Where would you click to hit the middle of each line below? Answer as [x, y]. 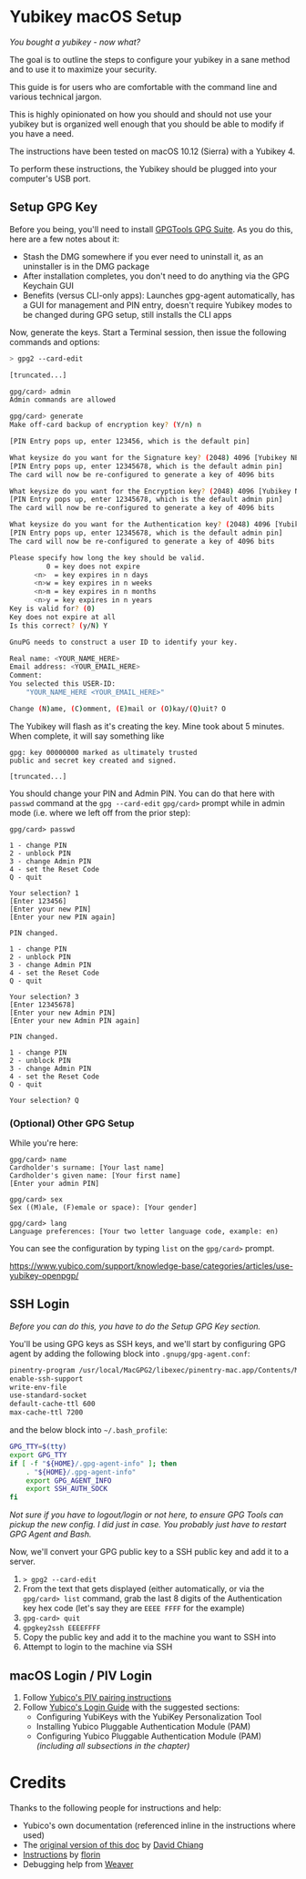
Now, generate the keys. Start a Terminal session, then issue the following [148, 332]
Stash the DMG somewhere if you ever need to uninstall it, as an [143, 256]
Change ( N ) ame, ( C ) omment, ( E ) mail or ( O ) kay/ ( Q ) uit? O [117, 709]
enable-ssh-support [46, 1379]
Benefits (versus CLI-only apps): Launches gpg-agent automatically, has [159, 295]
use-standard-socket [49, 1395]
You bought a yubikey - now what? [75, 42]
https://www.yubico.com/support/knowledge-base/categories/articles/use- [152, 1266]
